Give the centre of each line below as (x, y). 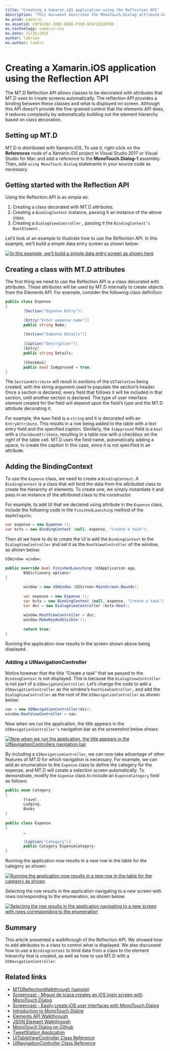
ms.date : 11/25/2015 (27, 33)
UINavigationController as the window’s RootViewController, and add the (83, 689)
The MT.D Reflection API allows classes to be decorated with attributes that (84, 93)
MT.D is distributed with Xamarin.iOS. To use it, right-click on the (73, 148)
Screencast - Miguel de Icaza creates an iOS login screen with (77, 994)
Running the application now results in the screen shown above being (78, 644)
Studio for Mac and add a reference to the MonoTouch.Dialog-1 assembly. (83, 158)
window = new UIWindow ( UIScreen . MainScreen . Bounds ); (81, 587)
